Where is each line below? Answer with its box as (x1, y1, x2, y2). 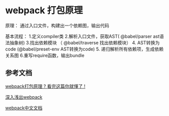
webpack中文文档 (5, 105, 43, 111)
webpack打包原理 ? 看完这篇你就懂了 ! (5, 83, 86, 89)
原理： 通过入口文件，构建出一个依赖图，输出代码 (5, 22, 109, 28)
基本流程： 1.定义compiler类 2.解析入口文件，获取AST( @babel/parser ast (5, 33, 159, 39)
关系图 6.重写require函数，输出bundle (5, 52, 85, 59)
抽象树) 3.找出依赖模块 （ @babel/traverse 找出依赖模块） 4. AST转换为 (9, 39, 160, 46)
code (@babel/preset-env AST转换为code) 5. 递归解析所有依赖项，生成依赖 (5, 46, 164, 52)
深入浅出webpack (5, 94, 43, 100)
